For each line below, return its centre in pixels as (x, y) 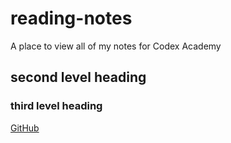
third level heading (56, 106)
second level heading (78, 77)
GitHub (25, 128)
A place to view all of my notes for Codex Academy (116, 46)
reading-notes (71, 18)
